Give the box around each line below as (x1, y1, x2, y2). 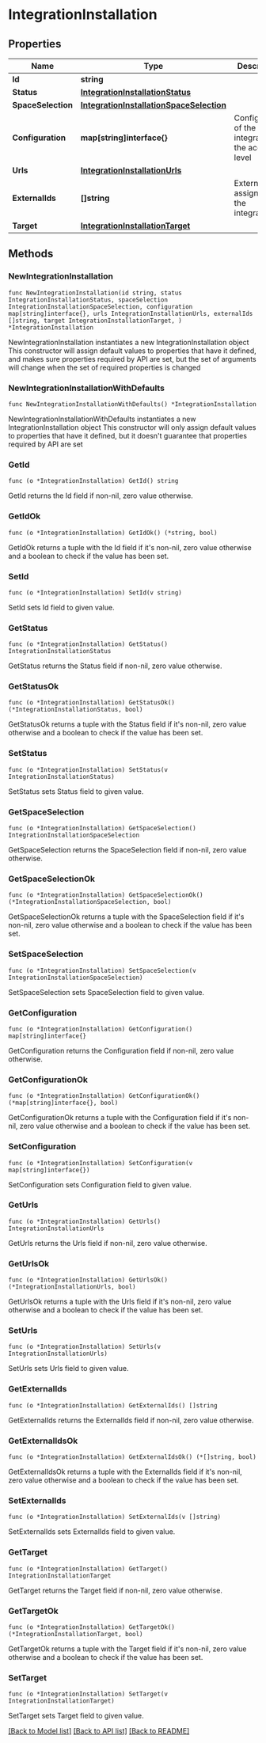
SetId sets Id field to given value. (8, 602, 115, 612)
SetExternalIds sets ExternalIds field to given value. (8, 1527, 176, 1536)
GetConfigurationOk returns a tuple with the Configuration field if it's (8, 1113, 232, 1122)
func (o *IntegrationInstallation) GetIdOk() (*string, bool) (8, 529, 218, 537)
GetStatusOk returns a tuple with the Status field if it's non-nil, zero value (8, 720, 247, 729)
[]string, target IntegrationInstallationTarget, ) (8, 317, 182, 325)
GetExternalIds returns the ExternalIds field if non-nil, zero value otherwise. (8, 1415, 254, 1425)
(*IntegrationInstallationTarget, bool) (8, 1630, 144, 1638)
